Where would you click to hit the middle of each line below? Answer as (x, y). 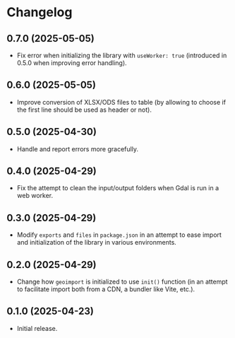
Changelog (40, 12)
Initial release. (37, 328)
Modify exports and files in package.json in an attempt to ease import (119, 235)
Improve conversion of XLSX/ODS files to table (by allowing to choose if (121, 102)
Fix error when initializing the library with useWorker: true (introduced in (122, 55)
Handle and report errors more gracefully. (78, 148)
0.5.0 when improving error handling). (72, 63)
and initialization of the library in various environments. (97, 243)
